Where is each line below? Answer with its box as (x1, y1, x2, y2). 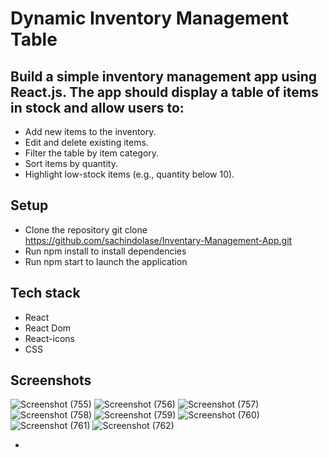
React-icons (24, 332, 75, 344)
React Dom (24, 322, 72, 334)
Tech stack (10, 285, 81, 302)
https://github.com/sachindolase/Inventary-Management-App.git (24, 234, 293, 246)
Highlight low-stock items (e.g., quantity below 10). (24, 168, 235, 180)
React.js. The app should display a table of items (10, 83, 319, 101)
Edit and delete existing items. (24, 137, 149, 148)
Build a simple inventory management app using (10, 68, 318, 85)
